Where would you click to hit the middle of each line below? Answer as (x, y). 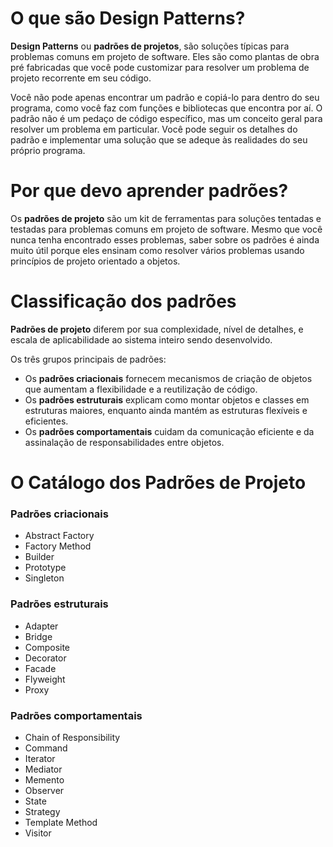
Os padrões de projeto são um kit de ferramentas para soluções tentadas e (166, 218)
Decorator (45, 658)
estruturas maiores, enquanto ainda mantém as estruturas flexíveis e (166, 410)
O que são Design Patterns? (128, 18)
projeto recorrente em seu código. (81, 78)
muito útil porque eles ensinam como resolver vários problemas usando (157, 250)
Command (46, 748)
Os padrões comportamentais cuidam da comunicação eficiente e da (169, 431)
